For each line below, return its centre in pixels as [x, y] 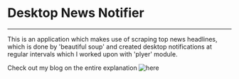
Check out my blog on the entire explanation [72, 68]
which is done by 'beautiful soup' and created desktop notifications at [110, 47]
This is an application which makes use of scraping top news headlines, [113, 39]
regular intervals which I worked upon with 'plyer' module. [92, 54]
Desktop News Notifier [76, 13]
